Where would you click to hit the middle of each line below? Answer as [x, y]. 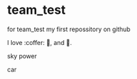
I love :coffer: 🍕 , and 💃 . [40, 42]
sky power [22, 56]
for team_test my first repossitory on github [69, 29]
